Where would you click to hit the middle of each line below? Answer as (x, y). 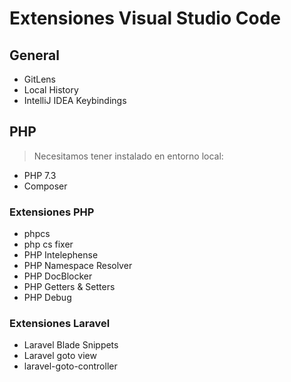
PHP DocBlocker (58, 276)
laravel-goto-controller (70, 366)
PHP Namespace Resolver (78, 266)
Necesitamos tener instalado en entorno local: (128, 156)
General (35, 55)
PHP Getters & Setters (69, 287)
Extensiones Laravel (60, 324)
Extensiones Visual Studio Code (145, 18)
